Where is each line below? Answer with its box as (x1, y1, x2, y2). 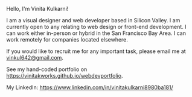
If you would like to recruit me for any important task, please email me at (6, 48, 186, 55)
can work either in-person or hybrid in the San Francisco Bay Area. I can (6, 30, 186, 37)
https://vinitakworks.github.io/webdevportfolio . (6, 72, 123, 79)
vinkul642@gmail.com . (6, 54, 63, 61)
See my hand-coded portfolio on (6, 66, 88, 73)
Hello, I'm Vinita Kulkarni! (6, 5, 69, 12)
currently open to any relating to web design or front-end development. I (6, 23, 187, 30)
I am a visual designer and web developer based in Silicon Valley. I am (6, 17, 181, 23)
